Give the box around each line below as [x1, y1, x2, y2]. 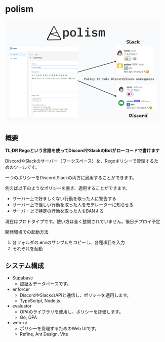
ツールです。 [13, 164, 40, 170]
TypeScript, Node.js [19, 298, 60, 304]
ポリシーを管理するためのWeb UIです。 [19, 326, 100, 332]
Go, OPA [19, 314, 37, 320]
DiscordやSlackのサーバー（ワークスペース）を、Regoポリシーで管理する [5, 158, 154, 164]
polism [5, 3, 34, 15]
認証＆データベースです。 [19, 281, 72, 287]
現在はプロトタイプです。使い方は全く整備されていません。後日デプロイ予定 [5, 219, 161, 225]
